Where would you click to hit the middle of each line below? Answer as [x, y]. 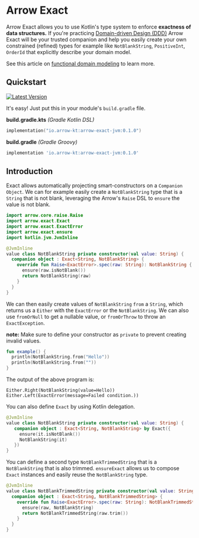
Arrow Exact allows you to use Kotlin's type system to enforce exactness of [99, 27]
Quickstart [26, 82]
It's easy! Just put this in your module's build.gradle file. [76, 108]
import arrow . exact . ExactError [45, 226]
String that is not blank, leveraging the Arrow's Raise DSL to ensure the [93, 198]
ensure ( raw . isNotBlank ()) [54, 270]
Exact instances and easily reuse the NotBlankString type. [77, 475]
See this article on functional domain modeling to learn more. [81, 64]
